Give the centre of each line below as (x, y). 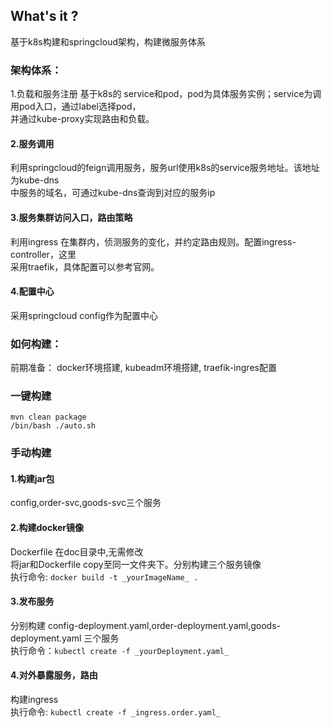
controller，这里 (43, 254)
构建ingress (34, 700)
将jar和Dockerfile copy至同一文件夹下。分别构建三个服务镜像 (136, 564)
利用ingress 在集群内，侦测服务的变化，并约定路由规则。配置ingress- (153, 241)
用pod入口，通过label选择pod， (76, 106)
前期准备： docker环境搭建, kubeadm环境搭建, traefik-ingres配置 (143, 368)
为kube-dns (35, 180)
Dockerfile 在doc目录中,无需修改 (77, 551)
